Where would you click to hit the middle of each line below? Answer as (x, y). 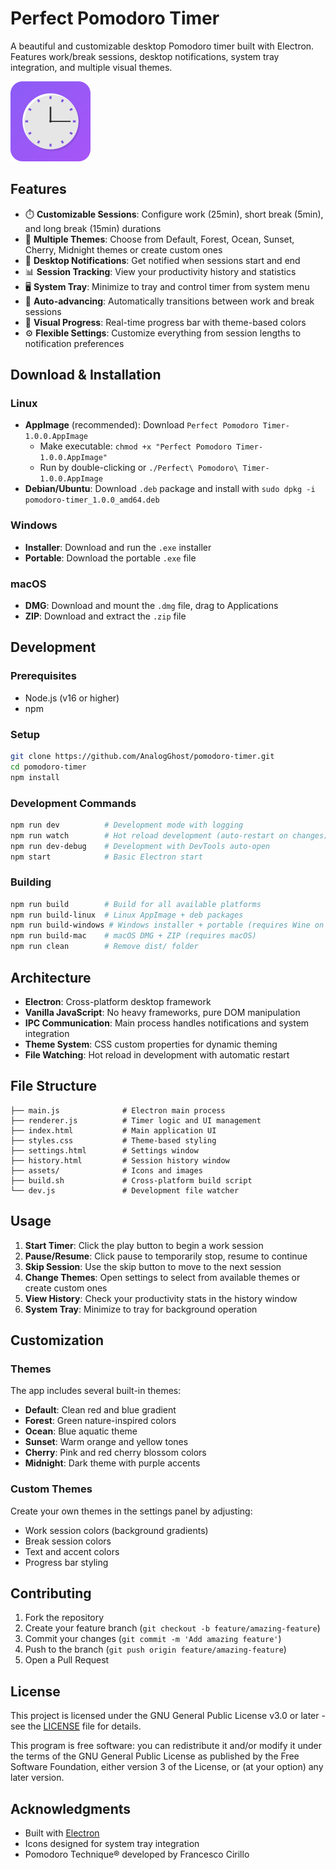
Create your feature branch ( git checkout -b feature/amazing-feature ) (172, 1628)
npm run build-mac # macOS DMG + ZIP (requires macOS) (133, 936)
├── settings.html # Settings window (104, 1150)
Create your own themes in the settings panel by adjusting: (131, 1511)
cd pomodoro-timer (48, 767)
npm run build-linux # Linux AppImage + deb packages (127, 915)
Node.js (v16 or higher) (72, 698)
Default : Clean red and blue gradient (100, 1410)
